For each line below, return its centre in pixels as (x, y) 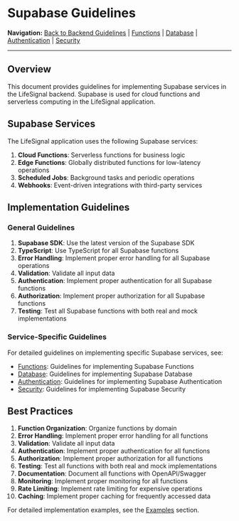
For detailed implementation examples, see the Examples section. (103, 510)
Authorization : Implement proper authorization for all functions (110, 458)
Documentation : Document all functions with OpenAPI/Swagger (112, 473)
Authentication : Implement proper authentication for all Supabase (115, 281)
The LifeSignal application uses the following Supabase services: (103, 141)
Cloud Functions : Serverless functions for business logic (101, 155)
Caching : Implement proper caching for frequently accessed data (114, 496)
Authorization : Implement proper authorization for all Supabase (111, 296)
